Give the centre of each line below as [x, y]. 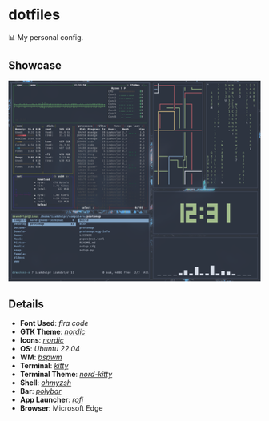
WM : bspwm [41, 357]
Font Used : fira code [54, 323]
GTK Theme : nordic [52, 332]
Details [26, 304]
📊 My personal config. [46, 37]
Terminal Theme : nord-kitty [66, 375]
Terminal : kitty [44, 366]
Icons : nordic [42, 340]
